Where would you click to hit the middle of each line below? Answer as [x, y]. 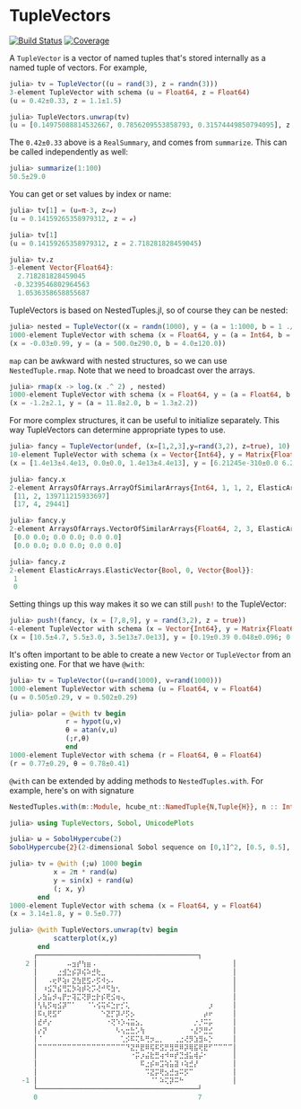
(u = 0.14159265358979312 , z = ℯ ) [73, 218]
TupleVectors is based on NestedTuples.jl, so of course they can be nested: [149, 310]
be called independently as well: [69, 152]
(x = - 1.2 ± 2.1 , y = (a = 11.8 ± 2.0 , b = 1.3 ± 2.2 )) [104, 404]
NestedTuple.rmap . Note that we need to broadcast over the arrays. [132, 370]
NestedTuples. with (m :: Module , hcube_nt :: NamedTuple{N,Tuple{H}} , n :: [144, 807]
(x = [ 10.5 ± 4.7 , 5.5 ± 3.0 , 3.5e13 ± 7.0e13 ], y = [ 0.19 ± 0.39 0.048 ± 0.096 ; [146, 638]
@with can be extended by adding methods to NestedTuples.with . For [137, 781]
